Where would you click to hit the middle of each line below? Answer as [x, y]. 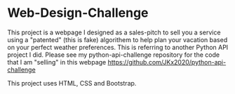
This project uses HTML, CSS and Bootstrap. [72, 83]
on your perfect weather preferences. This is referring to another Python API [118, 47]
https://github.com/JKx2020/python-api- [167, 62]
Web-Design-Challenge [78, 13]
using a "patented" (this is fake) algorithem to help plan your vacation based [117, 39]
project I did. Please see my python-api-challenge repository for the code [113, 55]
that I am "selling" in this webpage [57, 62]
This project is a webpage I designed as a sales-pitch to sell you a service [114, 32]
